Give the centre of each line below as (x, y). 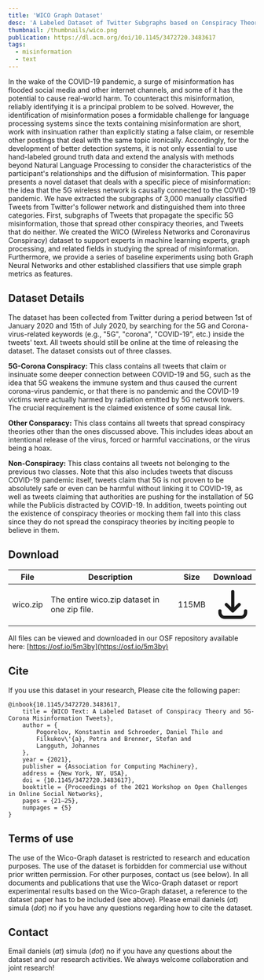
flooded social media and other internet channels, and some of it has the (126, 90)
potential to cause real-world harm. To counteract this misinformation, (121, 98)
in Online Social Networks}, (56, 794)
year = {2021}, (47, 759)
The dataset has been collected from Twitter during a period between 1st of (130, 317)
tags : (17, 45)
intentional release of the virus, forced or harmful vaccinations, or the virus (129, 439)
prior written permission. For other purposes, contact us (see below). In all (128, 874)
